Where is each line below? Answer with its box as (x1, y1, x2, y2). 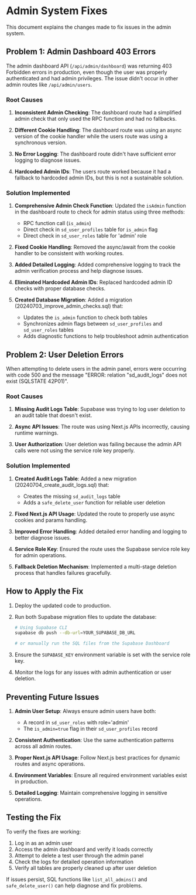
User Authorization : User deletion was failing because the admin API (14, 441, 182, 448)
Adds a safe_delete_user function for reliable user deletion (23, 499, 166, 506)
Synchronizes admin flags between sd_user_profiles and (23, 320, 163, 327)
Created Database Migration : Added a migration (14, 296, 133, 303)
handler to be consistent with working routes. (14, 250, 124, 257)
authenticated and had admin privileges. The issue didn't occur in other (6, 74, 178, 82)
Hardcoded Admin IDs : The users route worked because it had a (14, 168, 171, 175)
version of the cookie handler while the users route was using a (14, 133, 168, 140)
